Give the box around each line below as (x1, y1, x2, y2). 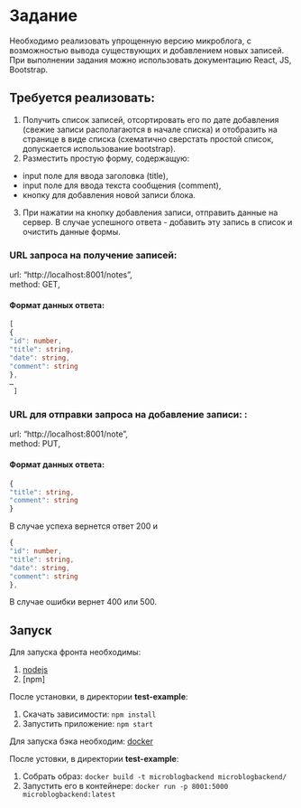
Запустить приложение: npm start (22, 719, 153, 729)
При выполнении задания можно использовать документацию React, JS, (9, 54, 292, 65)
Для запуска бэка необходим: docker (9, 736, 153, 747)
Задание (9, 5, 78, 26)
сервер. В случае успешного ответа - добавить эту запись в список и (22, 216, 293, 227)
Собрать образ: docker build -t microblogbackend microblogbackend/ (22, 771, 287, 782)
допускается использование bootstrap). (22, 143, 176, 154)
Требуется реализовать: (9, 90, 156, 106)
